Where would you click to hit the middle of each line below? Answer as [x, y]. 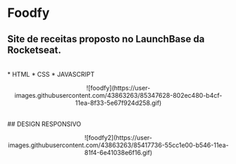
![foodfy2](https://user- [118, 138]
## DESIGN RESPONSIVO [44, 124]
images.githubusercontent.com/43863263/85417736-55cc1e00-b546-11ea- [118, 145]
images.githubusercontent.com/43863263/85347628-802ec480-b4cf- [118, 95]
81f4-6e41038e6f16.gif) [118, 152]
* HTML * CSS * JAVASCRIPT [51, 74]
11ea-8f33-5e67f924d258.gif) [118, 103]
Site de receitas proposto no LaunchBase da [106, 39]
